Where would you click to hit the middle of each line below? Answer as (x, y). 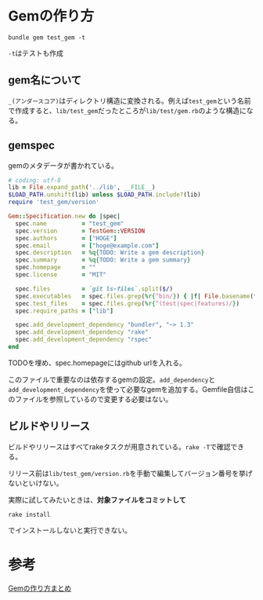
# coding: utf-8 (34, 180)
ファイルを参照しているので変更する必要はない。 (94, 399)
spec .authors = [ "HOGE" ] (66, 238)
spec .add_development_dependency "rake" (82, 332)
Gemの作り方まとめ (40, 588)
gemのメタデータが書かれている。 (63, 165)
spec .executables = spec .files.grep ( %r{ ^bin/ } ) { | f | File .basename (133, 296)
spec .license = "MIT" (61, 275)
